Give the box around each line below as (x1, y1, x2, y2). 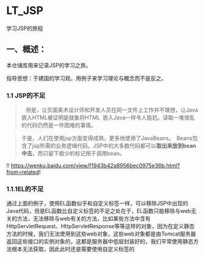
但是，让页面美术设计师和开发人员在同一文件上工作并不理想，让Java (25, 106, 198, 113)
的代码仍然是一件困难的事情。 (21, 121, 96, 129)
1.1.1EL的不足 (6, 184, 44, 193)
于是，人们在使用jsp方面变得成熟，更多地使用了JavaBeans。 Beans (21, 135, 193, 142)
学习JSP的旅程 (6, 24, 43, 32)
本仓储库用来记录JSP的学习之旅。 (6, 62, 92, 69)
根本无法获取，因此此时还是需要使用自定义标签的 (11, 245, 135, 253)
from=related (6, 168, 40, 176)
